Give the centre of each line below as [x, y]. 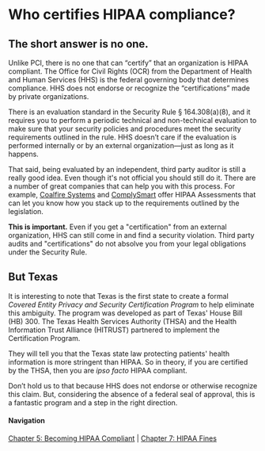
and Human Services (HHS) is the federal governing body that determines [129, 80]
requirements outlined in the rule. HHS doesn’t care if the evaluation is [123, 137]
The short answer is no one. [78, 44]
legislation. [26, 211]
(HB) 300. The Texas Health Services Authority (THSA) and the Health [123, 321]
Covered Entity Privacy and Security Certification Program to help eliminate [131, 304]
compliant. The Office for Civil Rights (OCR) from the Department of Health [130, 71]
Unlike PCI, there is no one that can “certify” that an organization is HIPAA [129, 63]
